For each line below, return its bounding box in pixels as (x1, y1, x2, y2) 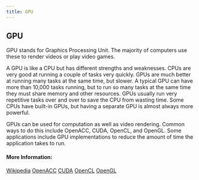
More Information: (6, 154, 53, 161)
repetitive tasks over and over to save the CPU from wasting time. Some (6, 96, 184, 103)
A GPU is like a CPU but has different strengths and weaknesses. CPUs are (6, 65, 191, 72)
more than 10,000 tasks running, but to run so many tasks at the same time (6, 84, 191, 91)
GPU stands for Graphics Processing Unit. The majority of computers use (6, 47, 188, 54)
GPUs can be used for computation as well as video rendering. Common (6, 121, 185, 128)
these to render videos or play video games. (6, 53, 116, 60)
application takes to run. (6, 140, 66, 147)
